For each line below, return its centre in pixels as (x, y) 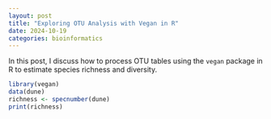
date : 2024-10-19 (38, 31)
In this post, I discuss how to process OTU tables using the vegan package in (135, 61)
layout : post (30, 16)
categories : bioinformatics (56, 38)
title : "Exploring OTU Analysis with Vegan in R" (94, 23)
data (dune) (27, 92)
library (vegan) (34, 84)
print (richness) (36, 107)
